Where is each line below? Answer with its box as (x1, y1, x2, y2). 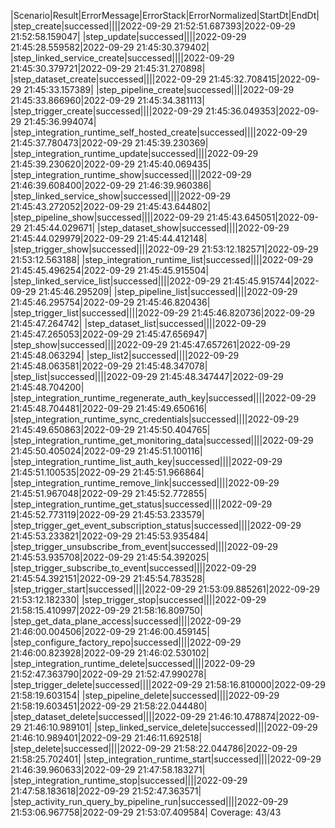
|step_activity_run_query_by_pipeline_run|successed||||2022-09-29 (10, 796, 289, 807)
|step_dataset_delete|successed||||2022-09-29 (10, 711, 207, 722)
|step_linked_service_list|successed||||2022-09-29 (10, 275, 221, 287)
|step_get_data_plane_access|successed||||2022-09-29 (10, 615, 242, 627)
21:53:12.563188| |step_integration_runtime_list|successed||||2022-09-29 (10, 254, 314, 265)
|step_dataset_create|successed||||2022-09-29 (10, 73, 207, 85)
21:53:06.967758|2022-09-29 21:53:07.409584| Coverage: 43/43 (10, 806, 282, 818)
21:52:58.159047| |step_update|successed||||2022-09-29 (10, 31, 247, 42)
